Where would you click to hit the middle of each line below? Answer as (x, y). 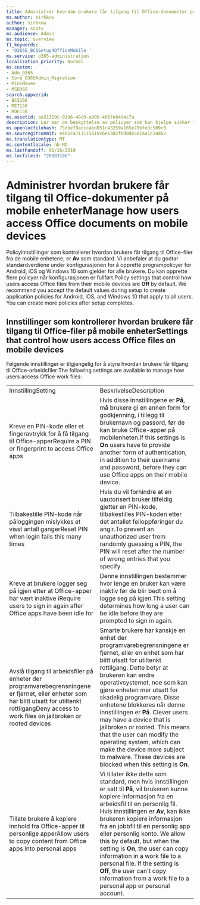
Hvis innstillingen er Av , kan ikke (145, 811)
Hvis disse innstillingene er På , (143, 400)
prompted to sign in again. (136, 621)
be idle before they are (131, 613)
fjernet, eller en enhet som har (142, 653)
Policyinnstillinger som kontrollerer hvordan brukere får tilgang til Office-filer (100, 252)
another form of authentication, (143, 452)
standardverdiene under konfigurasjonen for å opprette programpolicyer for (99, 265)
